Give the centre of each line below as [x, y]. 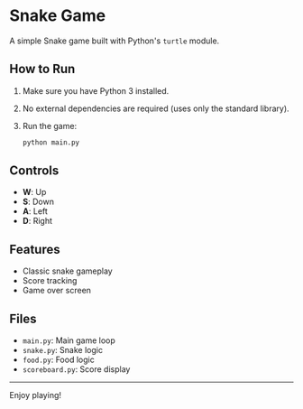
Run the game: [50, 125]
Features [35, 249]
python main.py [51, 142]
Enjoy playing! [35, 395]
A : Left [35, 211]
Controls [34, 171]
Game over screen [57, 291]
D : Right [37, 221]
